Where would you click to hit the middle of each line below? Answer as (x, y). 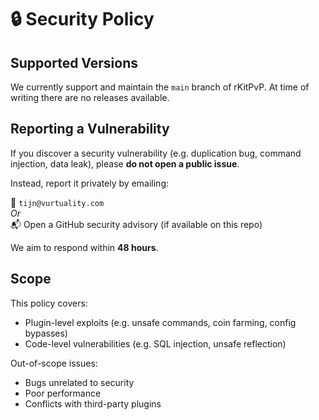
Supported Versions (74, 62)
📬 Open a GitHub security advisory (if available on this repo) (136, 224)
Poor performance (63, 393)
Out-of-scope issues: (54, 363)
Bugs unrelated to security (79, 382)
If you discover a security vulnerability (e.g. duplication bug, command (156, 153)
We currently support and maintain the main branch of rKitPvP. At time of (160, 87)
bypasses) (46, 333)
